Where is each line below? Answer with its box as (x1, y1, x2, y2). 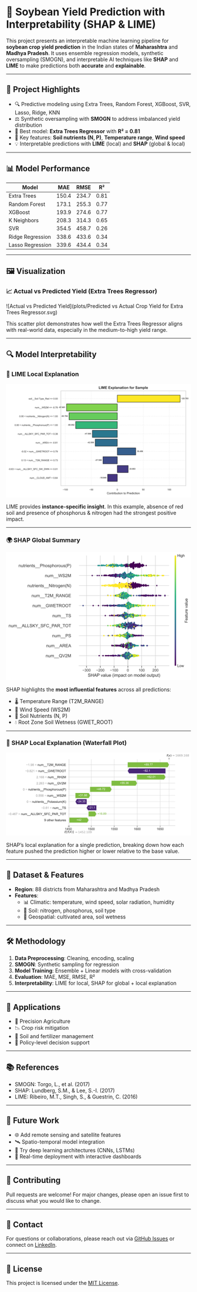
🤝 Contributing (6, 1175, 61, 1185)
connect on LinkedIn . (6, 1242, 57, 1249)
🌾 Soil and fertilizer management (14, 1033, 94, 1040)
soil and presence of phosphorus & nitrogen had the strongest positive (6, 509, 177, 516)
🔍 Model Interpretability (6, 350, 97, 360)
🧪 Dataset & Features (6, 870, 84, 880)
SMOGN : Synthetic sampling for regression (14, 961, 119, 968)
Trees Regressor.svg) (6, 309, 57, 316)
